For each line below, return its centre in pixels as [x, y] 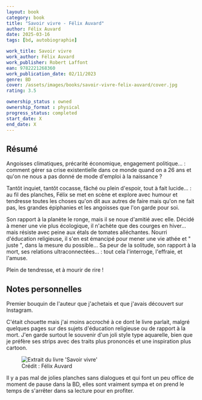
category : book [25, 18]
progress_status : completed [42, 113]
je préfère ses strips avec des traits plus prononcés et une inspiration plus [99, 341]
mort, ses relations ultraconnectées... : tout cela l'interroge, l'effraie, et [95, 252]
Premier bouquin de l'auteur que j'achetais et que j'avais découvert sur [95, 304]
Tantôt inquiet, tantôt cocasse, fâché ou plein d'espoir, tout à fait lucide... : [99, 188]
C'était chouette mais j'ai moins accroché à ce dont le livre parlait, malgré [98, 322]
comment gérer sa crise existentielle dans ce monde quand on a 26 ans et [99, 170]
